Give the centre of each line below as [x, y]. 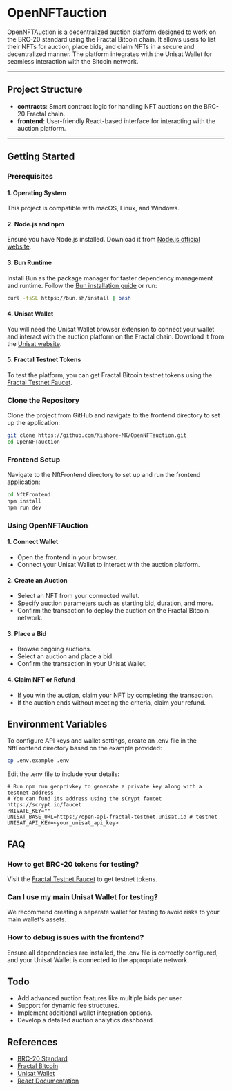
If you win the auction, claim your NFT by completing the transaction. [115, 695]
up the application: [34, 423]
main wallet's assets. [37, 919]
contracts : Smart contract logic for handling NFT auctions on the [109, 106]
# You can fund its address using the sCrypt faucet [85, 799]
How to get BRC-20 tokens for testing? [73, 864]
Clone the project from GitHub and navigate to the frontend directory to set [114, 415]
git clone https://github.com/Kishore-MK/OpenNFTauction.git [97, 435]
